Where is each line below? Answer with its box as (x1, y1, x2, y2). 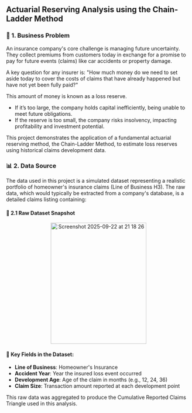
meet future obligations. (14, 110, 73, 117)
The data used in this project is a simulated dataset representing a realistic (6, 177, 186, 184)
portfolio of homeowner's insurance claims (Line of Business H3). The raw (6, 183, 186, 190)
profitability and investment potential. (14, 123, 105, 130)
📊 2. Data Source (6, 162, 57, 170)
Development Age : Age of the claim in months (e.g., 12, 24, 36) (14, 376, 168, 384)
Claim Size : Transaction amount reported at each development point (14, 382, 180, 390)
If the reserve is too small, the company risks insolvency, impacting (14, 116, 177, 123)
